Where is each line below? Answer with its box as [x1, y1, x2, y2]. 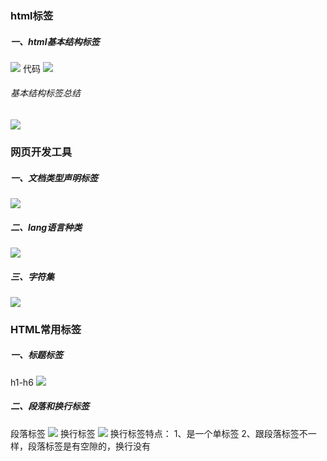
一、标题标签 [10, 349, 63, 361]
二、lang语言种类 [10, 221, 83, 233]
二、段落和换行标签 [10, 400, 90, 412]
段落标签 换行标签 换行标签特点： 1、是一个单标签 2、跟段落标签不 [10, 427, 308, 439]
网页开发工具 [10, 145, 73, 159]
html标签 [10, 8, 54, 22]
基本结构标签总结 [10, 87, 81, 99]
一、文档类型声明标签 [10, 172, 98, 184]
